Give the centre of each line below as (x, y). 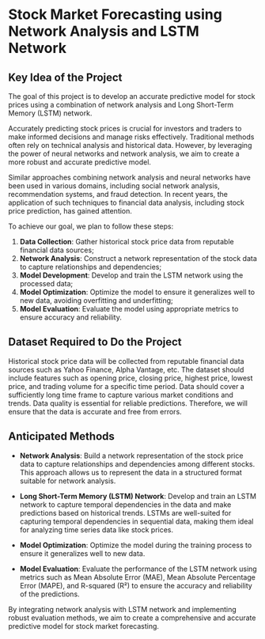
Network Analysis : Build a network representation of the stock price (131, 456)
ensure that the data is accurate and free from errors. (95, 411)
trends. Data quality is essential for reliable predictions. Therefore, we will (128, 403)
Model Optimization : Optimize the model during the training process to (136, 545)
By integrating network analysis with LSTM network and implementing (123, 609)
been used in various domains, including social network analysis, (114, 186)
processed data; (46, 284)
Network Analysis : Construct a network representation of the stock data (138, 258)
